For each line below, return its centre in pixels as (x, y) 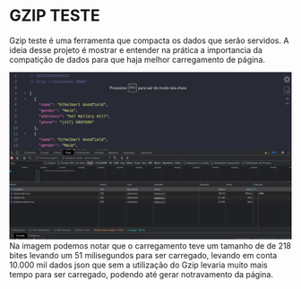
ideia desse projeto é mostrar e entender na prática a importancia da (136, 49)
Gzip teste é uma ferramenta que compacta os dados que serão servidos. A (149, 40)
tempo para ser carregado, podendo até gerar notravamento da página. (142, 274)
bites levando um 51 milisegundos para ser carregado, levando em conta (143, 255)
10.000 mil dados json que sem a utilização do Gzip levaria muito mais (138, 265)
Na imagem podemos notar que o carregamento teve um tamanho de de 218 (150, 245)
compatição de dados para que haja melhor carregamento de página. (138, 59)
